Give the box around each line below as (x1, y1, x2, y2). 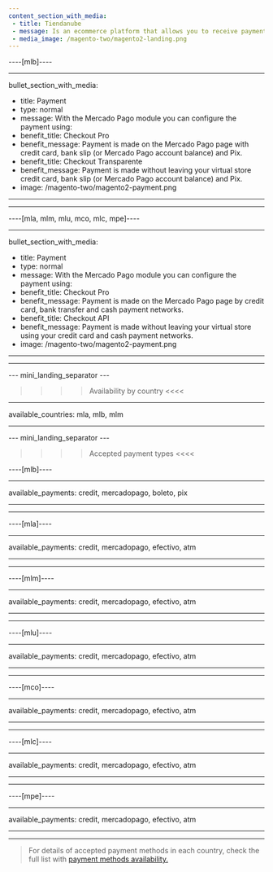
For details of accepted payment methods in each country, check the (28, 846, 260, 856)
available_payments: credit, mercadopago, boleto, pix (8, 488, 188, 497)
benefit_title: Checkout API (19, 313, 110, 323)
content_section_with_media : (8, 11, 107, 20)
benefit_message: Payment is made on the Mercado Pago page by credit (19, 296, 265, 306)
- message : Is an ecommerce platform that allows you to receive (11, 27, 238, 35)
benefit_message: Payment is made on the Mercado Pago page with (19, 139, 249, 149)
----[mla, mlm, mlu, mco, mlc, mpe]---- (8, 213, 141, 224)
